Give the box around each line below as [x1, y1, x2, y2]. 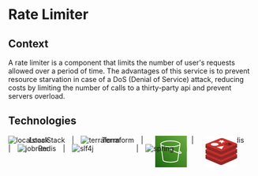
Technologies [8, 114, 77, 128]
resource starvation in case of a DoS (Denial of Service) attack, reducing [8, 75, 245, 84]
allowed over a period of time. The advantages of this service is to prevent [8, 66, 250, 76]
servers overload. [8, 92, 65, 100]
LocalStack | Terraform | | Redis [28, 135, 245, 144]
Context [8, 37, 49, 51]
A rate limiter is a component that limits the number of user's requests [8, 58, 235, 67]
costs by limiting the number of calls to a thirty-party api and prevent [8, 83, 232, 92]
